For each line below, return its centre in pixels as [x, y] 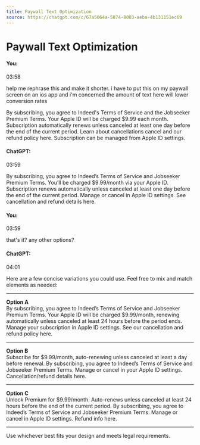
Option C [17, 393]
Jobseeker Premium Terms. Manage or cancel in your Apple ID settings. [94, 369]
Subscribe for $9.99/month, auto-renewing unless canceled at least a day [97, 357]
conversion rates [27, 101]
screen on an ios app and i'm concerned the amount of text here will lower [97, 94]
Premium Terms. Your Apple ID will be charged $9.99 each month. [87, 119]
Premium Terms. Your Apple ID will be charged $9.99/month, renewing [93, 315]
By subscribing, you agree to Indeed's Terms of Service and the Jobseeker [98, 112]
